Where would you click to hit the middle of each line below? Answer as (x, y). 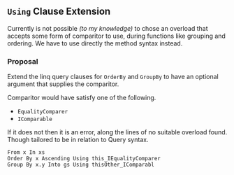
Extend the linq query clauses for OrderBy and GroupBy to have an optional (113, 77)
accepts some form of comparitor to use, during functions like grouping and (116, 36)
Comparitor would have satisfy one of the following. (82, 98)
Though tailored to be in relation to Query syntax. (78, 140)
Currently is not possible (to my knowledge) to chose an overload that (108, 28)
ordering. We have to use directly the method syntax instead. (95, 43)
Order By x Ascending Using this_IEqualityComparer (84, 159)
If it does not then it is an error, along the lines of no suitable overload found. (117, 132)
